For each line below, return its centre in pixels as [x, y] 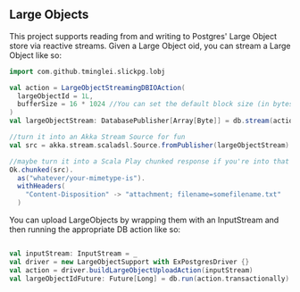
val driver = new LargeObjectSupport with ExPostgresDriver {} [129, 262]
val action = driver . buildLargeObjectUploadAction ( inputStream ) [131, 270]
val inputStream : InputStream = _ [74, 254]
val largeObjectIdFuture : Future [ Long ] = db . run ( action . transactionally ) [150, 279]
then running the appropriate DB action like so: [95, 229]
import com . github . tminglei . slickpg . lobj [87, 71]
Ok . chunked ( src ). [42, 170]
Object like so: [36, 55]
